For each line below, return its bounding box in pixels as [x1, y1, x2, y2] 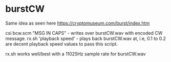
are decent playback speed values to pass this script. [5, 40, 118, 47]
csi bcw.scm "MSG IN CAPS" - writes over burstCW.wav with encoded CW [5, 30, 163, 36]
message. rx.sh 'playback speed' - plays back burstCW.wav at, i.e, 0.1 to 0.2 [5, 35, 166, 42]
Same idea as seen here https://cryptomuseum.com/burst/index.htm [5, 20, 150, 26]
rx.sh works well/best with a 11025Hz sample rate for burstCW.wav [5, 51, 146, 57]
